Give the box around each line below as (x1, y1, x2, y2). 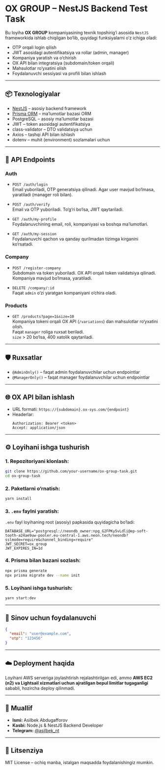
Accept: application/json (12, 425, 65, 430)
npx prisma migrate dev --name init (5, 573, 80, 577)
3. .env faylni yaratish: (5, 508, 59, 515)
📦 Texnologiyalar (5, 90, 60, 98)
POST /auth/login (12, 182, 48, 187)
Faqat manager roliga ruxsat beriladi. (12, 329, 84, 335)
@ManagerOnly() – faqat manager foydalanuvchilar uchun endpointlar (12, 374, 150, 380)
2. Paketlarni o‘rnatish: (5, 485, 60, 492)
